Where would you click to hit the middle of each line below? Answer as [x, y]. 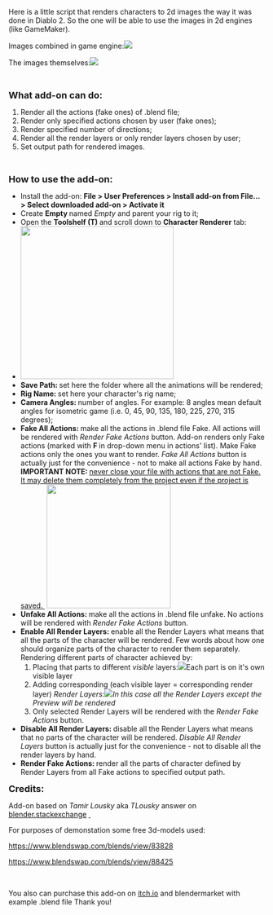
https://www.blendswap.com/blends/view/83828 [91, 846]
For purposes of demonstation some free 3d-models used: [107, 830]
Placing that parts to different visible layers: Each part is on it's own [148, 667]
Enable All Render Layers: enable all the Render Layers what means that [142, 631]
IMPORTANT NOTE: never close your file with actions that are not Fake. [140, 471]
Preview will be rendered [74, 703]
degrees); [37, 420]
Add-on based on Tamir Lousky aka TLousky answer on [103, 805]
